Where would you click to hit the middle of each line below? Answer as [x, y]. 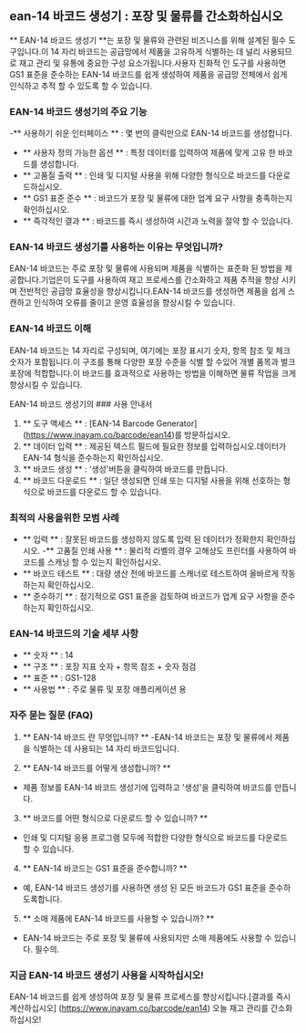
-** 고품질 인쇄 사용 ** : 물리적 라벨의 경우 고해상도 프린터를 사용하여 [165, 551]
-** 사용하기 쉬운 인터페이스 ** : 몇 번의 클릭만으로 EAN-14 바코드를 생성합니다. [151, 133]
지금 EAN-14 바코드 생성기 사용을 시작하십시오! [107, 975]
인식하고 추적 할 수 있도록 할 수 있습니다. [81, 86]
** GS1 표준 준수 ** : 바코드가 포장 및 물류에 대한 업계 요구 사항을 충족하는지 [158, 198]
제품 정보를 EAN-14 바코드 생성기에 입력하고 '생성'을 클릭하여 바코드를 [148, 787]
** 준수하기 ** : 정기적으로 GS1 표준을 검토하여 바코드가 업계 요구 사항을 [151, 596]
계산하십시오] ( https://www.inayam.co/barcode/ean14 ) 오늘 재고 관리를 [139, 1007]
